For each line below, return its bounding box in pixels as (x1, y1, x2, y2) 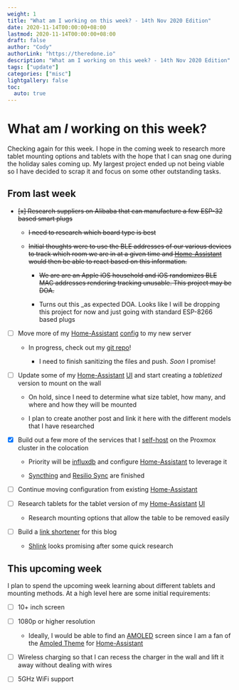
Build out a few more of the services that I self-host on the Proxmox (17, 436, 216, 444)
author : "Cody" (7, 44, 53, 51)
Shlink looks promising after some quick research (28, 542, 174, 550)
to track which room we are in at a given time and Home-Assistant (28, 249, 222, 258)
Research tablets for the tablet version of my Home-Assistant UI (17, 499, 206, 508)
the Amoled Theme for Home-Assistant (28, 639, 144, 648)
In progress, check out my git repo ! (28, 343, 132, 352)
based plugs (38, 315, 76, 323)
